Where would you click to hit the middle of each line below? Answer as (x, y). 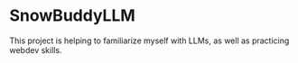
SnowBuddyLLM (72, 16)
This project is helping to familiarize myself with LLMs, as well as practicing (149, 40)
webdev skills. (36, 49)
